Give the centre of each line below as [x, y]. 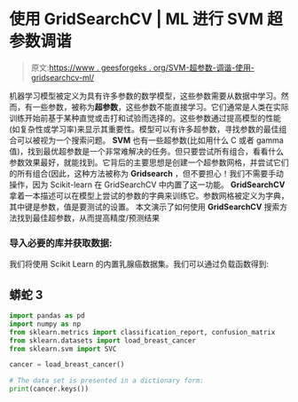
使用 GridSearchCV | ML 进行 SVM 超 [146, 19]
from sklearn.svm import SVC [63, 349]
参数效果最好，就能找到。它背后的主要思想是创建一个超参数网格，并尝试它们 [149, 162]
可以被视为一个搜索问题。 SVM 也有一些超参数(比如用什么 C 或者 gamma [150, 140]
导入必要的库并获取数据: [61, 243]
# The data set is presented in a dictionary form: [106, 381]
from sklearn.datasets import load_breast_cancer [103, 340]
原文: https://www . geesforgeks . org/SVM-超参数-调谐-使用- [142, 67]
